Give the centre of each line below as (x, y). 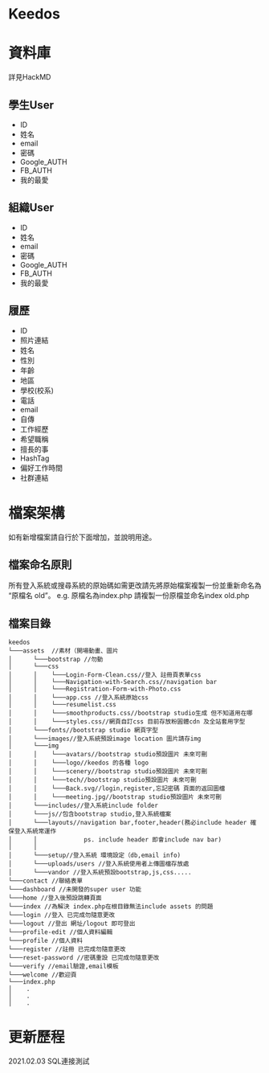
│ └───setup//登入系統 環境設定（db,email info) (95, 856)
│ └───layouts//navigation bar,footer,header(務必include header (128, 823)
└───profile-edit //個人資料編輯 (61, 932)
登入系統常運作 (35, 831)
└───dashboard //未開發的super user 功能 (75, 890)
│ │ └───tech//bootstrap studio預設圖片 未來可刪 (102, 780)
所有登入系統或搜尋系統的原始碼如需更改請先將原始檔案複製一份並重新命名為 (135, 586)
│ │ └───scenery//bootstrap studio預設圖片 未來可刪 (108, 772)
